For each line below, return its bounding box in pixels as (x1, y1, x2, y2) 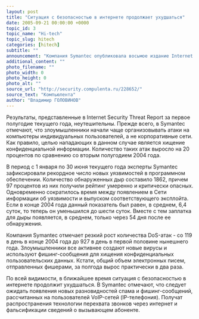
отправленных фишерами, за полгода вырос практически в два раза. (6, 263, 184, 270)
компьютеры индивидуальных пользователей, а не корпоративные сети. (6, 132, 192, 140)
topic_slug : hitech (6, 36, 55, 42)
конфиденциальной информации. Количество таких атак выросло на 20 (6, 145, 189, 152)
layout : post (6, 8, 39, 15)
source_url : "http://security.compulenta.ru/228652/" (6, 86, 143, 92)
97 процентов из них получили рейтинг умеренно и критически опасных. (6, 182, 194, 189)
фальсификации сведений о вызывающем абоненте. (6, 306, 140, 313)
